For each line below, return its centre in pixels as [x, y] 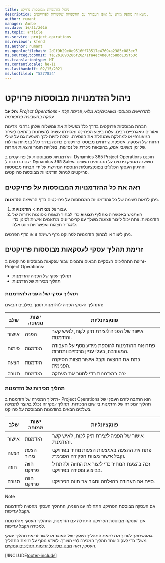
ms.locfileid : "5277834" [30, 74]
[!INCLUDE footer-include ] [31, 556]
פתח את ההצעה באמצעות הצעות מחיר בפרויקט [102, 450]
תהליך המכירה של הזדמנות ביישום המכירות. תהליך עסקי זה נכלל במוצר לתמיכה [78, 404]
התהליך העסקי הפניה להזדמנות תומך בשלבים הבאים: [54, 304]
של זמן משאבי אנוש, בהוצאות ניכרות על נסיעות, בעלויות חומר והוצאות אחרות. [76, 147]
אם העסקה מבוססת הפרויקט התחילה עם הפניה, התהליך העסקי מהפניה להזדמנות [80, 506]
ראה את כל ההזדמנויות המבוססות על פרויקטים [73, 188]
